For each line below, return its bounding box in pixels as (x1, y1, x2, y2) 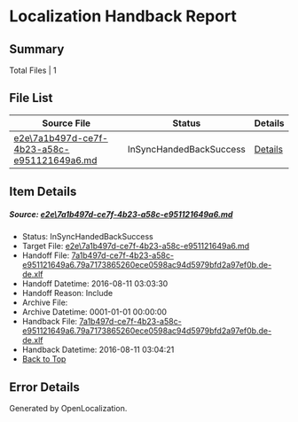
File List (9, 90, 53, 105)
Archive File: (21, 297, 68, 308)
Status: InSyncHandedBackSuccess (21, 231, 153, 242)
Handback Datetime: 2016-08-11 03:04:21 (21, 344, 175, 356)
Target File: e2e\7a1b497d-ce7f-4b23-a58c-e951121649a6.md (21, 241, 250, 252)
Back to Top (21, 354, 67, 364)
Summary (9, 42, 65, 57)
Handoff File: (21, 250, 70, 261)
